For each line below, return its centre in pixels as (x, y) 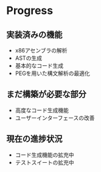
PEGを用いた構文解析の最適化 (52, 73)
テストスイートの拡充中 (44, 162)
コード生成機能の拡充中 (44, 155)
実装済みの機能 (34, 34)
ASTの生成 (29, 58)
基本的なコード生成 (39, 66)
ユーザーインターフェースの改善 (55, 118)
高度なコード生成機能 (42, 110)
